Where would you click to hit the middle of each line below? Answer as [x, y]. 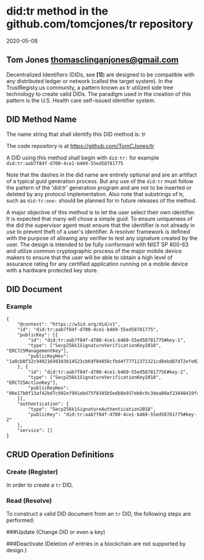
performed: [20, 521]
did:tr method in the [57, 11]
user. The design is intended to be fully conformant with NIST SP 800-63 [98, 245]
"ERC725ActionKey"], [32, 383]
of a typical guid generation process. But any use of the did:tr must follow [100, 181]
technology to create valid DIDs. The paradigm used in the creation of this [99, 94]
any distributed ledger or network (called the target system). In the [90, 81]
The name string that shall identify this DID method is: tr [76, 134]
